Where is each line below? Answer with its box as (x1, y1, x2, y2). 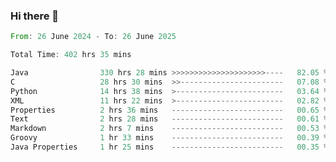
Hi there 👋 (10, 9, 60, 23)
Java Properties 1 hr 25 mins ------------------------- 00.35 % (10, 142, 329, 153)
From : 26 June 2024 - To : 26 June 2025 (10, 32, 177, 42)
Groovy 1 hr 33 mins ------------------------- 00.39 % (10, 133, 329, 143)
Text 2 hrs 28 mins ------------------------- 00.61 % (10, 114, 329, 124)
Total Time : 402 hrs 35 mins (10, 50, 132, 60)
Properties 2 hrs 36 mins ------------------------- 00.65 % (10, 105, 329, 115)
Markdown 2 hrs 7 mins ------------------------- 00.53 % (10, 124, 329, 134)
